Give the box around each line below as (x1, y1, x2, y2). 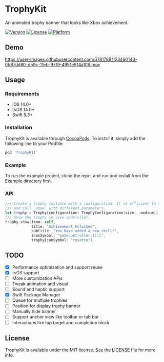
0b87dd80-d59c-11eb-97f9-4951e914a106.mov (5, 61, 101, 67)
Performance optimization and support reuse (12, 264, 103, 270)
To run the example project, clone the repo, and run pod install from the (5, 172, 149, 178)
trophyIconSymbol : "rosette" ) (31, 238, 93, 243)
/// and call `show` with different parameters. (5, 206, 106, 211)
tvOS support (12, 269, 40, 275)
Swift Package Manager (12, 292, 61, 298)
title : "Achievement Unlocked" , (31, 224, 97, 229)
